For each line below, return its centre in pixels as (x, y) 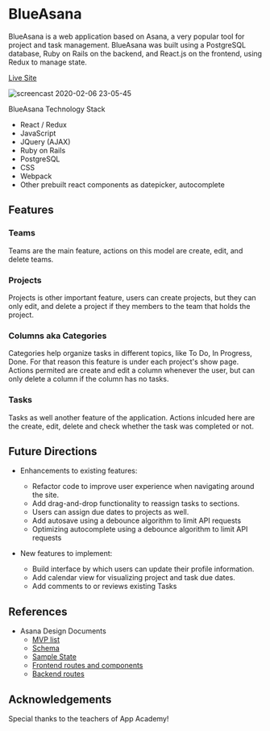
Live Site (23, 77)
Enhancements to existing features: (79, 471)
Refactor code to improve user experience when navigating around (143, 487)
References (38, 611)
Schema (46, 648)
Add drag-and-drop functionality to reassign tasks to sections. (136, 503)
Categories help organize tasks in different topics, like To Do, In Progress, (130, 353)
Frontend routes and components (87, 666)
